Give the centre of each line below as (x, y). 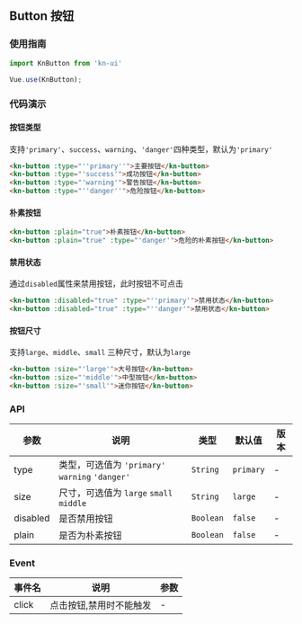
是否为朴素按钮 (90, 536)
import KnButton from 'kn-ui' (66, 63)
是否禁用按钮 (85, 519)
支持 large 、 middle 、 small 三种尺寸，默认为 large (100, 352)
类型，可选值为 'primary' (112, 465)
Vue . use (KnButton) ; (46, 79)
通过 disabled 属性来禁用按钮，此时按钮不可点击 (97, 284)
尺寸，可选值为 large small (115, 493)
